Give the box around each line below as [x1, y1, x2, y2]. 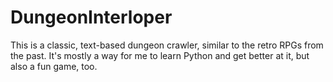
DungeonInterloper [10, 6, 173, 29]
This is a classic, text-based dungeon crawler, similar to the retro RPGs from [10, 39, 324, 51]
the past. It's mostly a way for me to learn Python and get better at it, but [10, 49, 310, 61]
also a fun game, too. [10, 60, 98, 72]
